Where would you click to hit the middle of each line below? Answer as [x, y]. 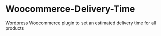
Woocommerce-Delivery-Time [70, 9]
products [15, 28]
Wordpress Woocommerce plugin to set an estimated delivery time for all [81, 23]
